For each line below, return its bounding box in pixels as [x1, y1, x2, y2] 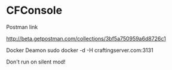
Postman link [6, 23, 38, 31]
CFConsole [6, 4, 63, 17]
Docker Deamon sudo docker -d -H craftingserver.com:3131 [6, 46, 153, 54]
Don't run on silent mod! [6, 58, 66, 65]
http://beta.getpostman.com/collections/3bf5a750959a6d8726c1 [6, 35, 166, 42]
